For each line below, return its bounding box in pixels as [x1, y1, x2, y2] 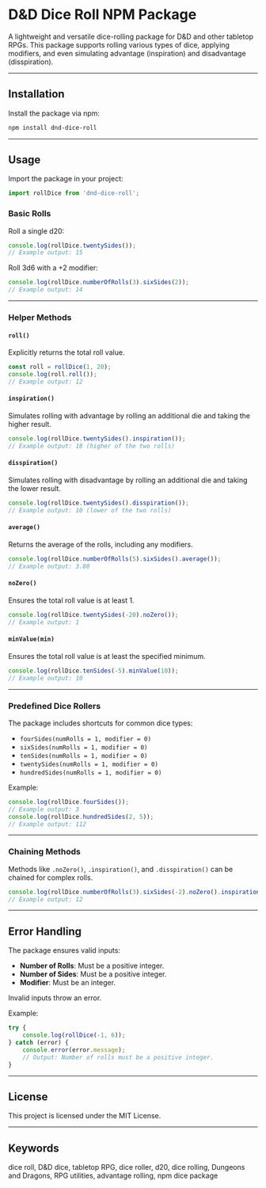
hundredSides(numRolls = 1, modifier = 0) [19, 768, 162, 777]
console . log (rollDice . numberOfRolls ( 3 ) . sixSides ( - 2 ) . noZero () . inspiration [8, 888, 260, 896]
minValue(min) [8, 635, 55, 643]
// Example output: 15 [8, 249, 83, 257]
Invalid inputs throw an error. [8, 993, 102, 1003]
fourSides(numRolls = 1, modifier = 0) [19, 735, 152, 743]
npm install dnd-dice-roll [8, 124, 97, 131]
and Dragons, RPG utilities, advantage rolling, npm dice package [8, 1171, 218, 1181]
